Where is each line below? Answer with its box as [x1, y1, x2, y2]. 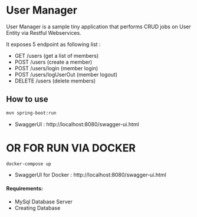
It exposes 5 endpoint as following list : [6, 41, 101, 48]
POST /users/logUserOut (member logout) [14, 71, 118, 78]
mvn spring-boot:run [6, 110, 57, 116]
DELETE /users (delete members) [14, 77, 96, 84]
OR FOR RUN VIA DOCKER [6, 141, 136, 154]
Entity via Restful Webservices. [6, 29, 81, 36]
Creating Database [14, 204, 61, 211]
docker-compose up [6, 160, 51, 167]
